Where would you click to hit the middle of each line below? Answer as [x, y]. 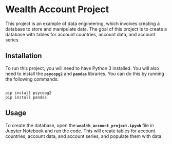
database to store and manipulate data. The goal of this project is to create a [86, 29]
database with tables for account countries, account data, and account [80, 34]
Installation [24, 56]
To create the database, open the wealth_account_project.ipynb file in [80, 125]
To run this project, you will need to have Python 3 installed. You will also [82, 68]
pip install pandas [26, 97]
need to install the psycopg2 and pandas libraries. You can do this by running [85, 74]
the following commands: [32, 79]
